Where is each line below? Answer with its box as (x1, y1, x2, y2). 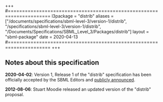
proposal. (5, 91, 24, 97)
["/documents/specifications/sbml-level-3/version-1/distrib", (5, 18, 127, 24)
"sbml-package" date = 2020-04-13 (5, 34, 78, 40)
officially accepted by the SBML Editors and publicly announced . (5, 76, 136, 82)
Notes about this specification (5, 58, 99, 67)
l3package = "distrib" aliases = (51, 13, 114, 19)
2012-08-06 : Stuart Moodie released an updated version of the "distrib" (5, 86, 151, 92)
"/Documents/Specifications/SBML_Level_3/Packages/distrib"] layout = (5, 29, 149, 34)
